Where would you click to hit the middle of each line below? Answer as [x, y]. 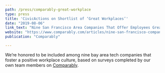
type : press [17, 14]
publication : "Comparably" [33, 37]
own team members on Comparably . [42, 65]
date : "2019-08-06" [25, 23]
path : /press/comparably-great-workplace [48, 9]
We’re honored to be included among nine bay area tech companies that [78, 55]
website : [14, 32]
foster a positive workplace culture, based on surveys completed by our [78, 60]
